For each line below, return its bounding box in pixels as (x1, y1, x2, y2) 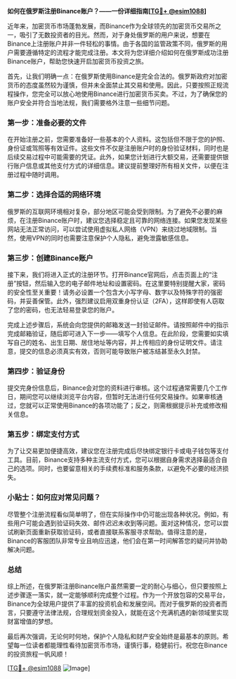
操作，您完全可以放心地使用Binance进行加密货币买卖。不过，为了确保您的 (13, 90, 228, 98)
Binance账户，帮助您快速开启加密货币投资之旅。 (7, 57, 148, 66)
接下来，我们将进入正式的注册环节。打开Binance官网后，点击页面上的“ (7, 270, 212, 279)
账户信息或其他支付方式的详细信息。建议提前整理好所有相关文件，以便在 (13, 161, 223, 170)
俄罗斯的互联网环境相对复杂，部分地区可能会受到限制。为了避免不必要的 (7, 207, 216, 216)
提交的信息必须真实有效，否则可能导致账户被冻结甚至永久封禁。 (19, 347, 204, 355)
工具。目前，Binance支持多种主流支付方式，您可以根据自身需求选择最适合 (7, 455, 222, 464)
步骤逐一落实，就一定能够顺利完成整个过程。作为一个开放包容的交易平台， (13, 591, 229, 599)
